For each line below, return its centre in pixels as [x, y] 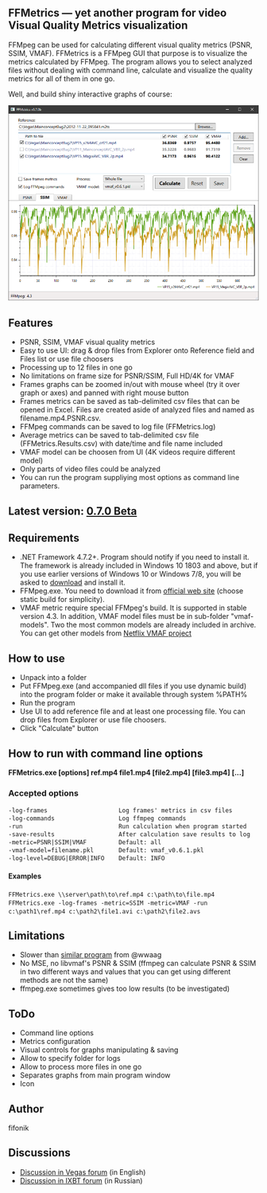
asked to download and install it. [72, 583]
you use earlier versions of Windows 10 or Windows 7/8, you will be [130, 574]
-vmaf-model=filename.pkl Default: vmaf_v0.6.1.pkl [106, 851]
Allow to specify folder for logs [70, 1058]
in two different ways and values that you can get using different [125, 972]
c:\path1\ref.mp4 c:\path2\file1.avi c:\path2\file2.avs [104, 911]
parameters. [40, 486]
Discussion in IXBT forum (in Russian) [81, 1180]
